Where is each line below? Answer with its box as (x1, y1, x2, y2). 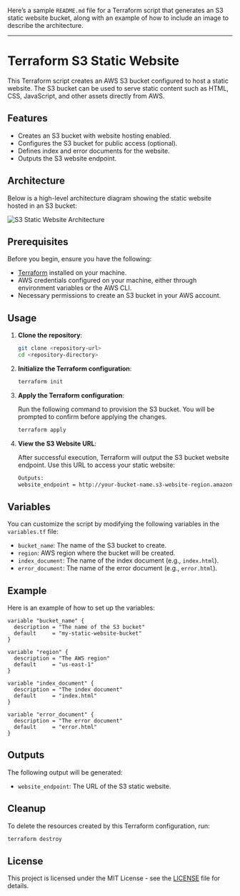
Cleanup (7, 802, 46, 815)
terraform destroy (7, 835, 62, 842)
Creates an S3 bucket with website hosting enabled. (17, 131, 171, 140)
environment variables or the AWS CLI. (17, 283, 132, 292)
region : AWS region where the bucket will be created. (17, 549, 176, 558)
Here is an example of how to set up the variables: (7, 603, 155, 613)
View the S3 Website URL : (17, 439, 97, 448)
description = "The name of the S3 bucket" (14, 624, 145, 631)
